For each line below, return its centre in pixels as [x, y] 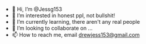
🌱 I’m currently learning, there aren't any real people [76, 22]
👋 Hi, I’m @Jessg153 [37, 9]
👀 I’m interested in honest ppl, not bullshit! [63, 15]
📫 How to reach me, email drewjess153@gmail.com [76, 35]
